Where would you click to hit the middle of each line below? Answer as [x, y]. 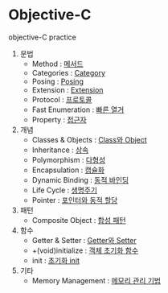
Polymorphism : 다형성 [69, 159]
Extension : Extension [68, 89]
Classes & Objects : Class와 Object [89, 139]
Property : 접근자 [59, 119]
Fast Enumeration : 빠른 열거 [78, 109]
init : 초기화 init [56, 260]
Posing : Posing [58, 81]
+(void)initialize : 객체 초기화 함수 [85, 250]
